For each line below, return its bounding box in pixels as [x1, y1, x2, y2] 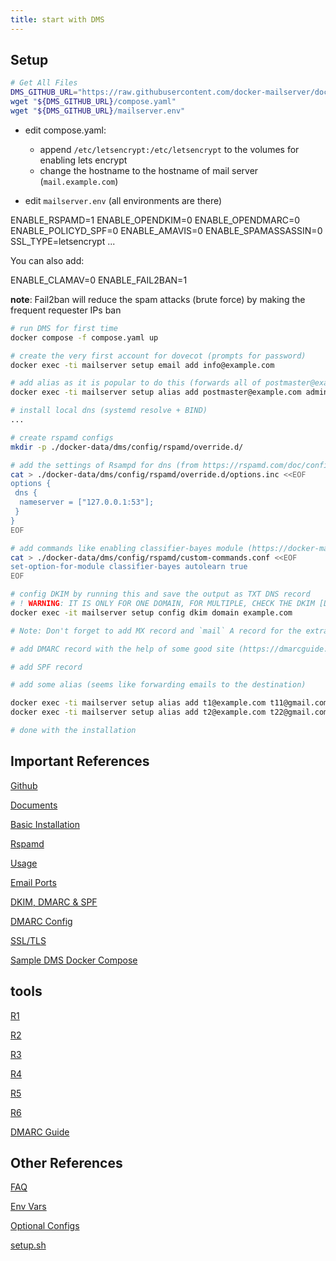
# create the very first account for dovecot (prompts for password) [10, 351, 307, 361]
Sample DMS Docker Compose [10, 954, 138, 966]
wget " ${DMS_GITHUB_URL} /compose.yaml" [10, 97, 177, 107]
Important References [10, 753, 150, 770]
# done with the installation [10, 726, 137, 736]
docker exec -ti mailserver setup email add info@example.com [10, 360, 275, 370]
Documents [10, 799, 58, 811]
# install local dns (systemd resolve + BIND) [10, 406, 208, 416]
